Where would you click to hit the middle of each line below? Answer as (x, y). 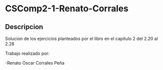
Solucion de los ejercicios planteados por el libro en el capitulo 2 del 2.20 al (81, 38)
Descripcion (24, 27)
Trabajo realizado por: (27, 53)
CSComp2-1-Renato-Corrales (67, 9)
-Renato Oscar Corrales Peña (35, 63)
